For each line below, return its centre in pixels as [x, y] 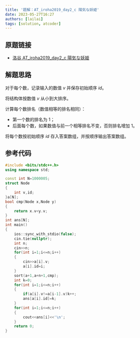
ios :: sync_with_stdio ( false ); [45, 234]
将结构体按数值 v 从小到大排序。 [38, 98]
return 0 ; [24, 326]
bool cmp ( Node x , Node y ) [31, 202]
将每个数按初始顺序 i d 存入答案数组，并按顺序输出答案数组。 [67, 136]
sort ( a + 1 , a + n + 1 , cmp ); [36, 275]
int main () [16, 225]
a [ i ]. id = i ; [34, 267]
